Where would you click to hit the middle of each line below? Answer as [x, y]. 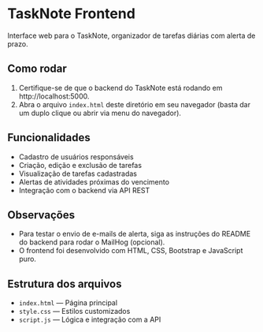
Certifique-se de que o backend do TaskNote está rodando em [120, 88]
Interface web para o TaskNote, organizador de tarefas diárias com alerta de [131, 35]
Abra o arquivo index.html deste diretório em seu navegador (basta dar [135, 104]
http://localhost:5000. [54, 96]
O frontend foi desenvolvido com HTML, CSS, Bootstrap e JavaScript [131, 251]
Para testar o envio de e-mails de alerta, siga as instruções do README [135, 234]
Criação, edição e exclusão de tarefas [80, 165]
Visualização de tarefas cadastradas [78, 173]
